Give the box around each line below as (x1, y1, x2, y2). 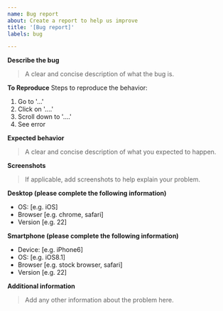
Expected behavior (7, 134, 65, 142)
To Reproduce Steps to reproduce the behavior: (7, 83, 148, 93)
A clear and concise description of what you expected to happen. (24, 147, 217, 157)
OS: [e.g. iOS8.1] (17, 253, 66, 262)
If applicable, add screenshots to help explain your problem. (24, 175, 201, 184)
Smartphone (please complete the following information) (7, 232, 179, 241)
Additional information (7, 282, 76, 290)
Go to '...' (17, 97, 44, 106)
